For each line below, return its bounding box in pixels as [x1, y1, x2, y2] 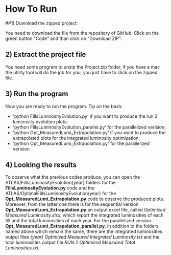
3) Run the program [5, 90, 68, 98]
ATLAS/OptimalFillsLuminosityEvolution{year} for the [5, 190, 116, 197]
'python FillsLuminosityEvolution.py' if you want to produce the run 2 [12, 113, 158, 119]
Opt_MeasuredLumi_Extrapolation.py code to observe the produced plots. [5, 196, 164, 202]
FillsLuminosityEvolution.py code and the [5, 185, 95, 191]
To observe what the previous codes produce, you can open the [5, 174, 140, 180]
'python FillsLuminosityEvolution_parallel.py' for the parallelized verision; [12, 124, 166, 130]
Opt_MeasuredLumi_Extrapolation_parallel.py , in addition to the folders [5, 223, 159, 229]
